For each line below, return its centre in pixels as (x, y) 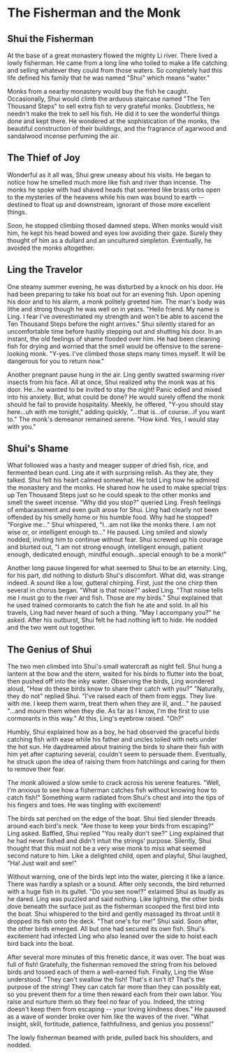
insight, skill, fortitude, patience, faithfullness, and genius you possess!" (111, 1024)
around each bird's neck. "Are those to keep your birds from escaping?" (111, 826)
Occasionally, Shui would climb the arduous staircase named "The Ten (109, 99)
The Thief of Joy (44, 158)
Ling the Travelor (45, 270)
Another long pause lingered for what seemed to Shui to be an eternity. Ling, (117, 568)
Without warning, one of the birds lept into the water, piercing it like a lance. (116, 877)
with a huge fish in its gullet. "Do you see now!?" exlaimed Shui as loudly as (116, 892)
